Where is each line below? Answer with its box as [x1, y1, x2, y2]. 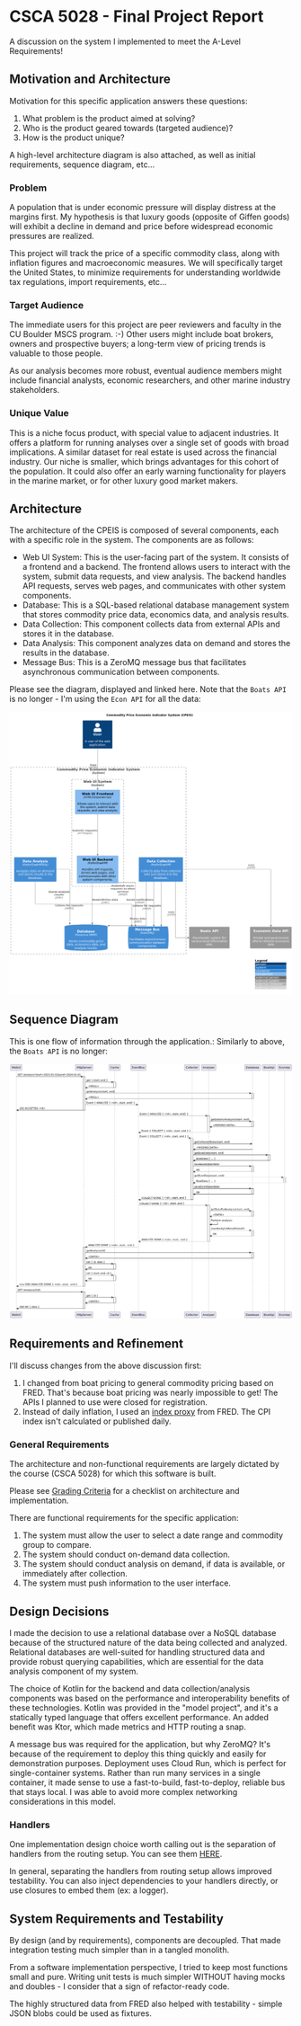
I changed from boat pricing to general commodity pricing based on [22, 1377, 274, 1388]
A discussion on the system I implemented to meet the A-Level [9, 36, 241, 47]
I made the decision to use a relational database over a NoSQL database [9, 1627, 277, 1638]
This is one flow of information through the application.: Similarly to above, [9, 1035, 286, 1046]
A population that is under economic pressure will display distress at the [9, 202, 277, 213]
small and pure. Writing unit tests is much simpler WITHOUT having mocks [9, 1971, 286, 1983]
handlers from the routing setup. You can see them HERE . [9, 1849, 223, 1860]
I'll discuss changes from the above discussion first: [9, 1360, 202, 1371]
